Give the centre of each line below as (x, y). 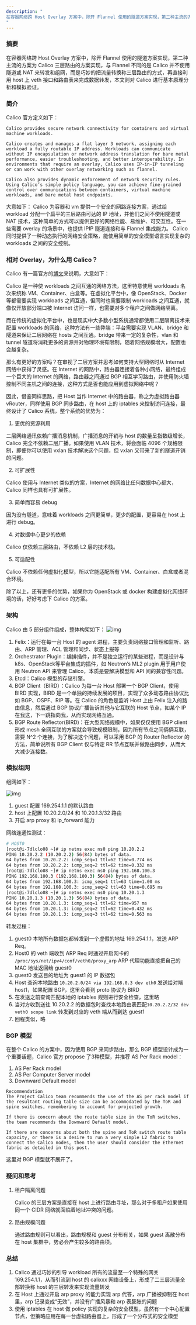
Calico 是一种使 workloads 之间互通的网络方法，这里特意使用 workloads (93, 286)
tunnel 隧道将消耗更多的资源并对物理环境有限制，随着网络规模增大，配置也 (96, 342)
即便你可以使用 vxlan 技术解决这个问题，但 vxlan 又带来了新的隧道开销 (101, 450)
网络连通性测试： (27, 832)
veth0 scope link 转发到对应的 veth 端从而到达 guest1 (79, 1012)
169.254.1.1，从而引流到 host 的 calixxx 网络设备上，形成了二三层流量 (97, 1279)
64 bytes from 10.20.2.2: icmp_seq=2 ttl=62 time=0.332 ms (79, 865)
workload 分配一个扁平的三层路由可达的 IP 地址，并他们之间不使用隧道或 (93, 213)
